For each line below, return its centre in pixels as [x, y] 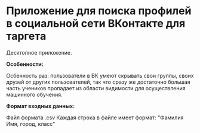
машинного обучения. [34, 94]
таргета [26, 36]
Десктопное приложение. [39, 52]
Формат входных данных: [41, 106]
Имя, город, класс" [31, 123]
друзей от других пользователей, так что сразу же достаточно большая [98, 82]
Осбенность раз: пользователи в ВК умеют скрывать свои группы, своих [100, 75]
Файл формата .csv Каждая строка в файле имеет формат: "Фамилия [95, 118]
